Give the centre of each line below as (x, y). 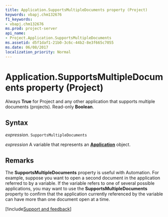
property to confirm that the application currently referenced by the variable (84, 194)
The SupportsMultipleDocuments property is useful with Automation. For (82, 173)
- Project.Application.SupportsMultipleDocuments (59, 38)
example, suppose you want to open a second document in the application (83, 178)
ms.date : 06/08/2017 (27, 47)
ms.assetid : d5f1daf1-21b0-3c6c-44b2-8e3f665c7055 (60, 43)
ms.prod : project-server (31, 29)
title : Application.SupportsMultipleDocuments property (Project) (76, 10)
